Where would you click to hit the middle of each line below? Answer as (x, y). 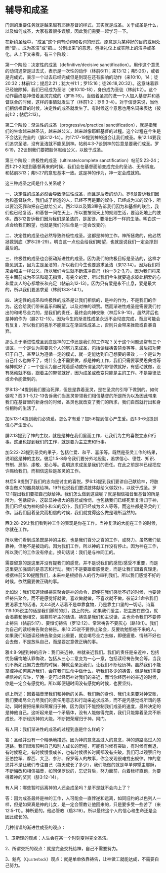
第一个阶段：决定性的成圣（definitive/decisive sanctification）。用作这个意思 (83, 65)
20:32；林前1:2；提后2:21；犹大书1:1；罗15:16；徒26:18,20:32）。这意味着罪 (82, 83)
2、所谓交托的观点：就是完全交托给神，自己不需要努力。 (63, 848)
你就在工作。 (18, 529)
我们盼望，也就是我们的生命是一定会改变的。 (63, 225)
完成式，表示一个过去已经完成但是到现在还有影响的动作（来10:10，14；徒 (84, 77)
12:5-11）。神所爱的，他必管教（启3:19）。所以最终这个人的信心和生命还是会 (81, 810)
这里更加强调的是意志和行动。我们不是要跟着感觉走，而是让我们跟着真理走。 (83, 569)
